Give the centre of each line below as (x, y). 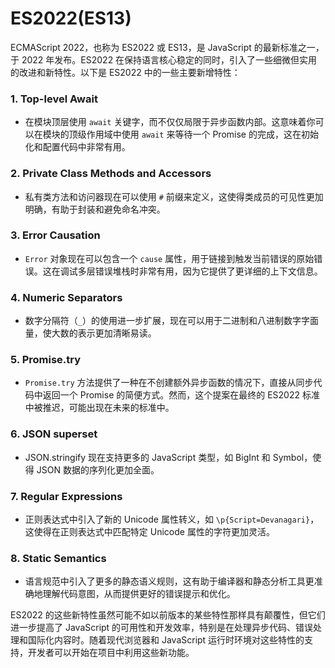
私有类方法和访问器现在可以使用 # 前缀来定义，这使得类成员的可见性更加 (174, 196)
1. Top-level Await (54, 99)
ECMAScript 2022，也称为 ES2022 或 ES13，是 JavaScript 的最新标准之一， (167, 47)
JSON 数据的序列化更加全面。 (98, 469)
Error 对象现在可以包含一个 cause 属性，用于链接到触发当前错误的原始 (169, 258)
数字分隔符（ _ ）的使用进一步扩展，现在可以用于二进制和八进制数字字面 (171, 321)
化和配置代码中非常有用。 (77, 147)
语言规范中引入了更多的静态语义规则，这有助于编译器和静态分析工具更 (169, 581)
